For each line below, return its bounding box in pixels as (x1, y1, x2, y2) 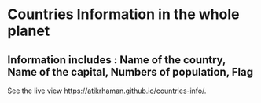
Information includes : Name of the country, (7, 53, 226, 66)
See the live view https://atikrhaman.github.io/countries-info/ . (7, 86, 207, 95)
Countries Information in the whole (7, 5, 240, 23)
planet (7, 22, 50, 40)
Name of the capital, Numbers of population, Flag (7, 65, 254, 79)
